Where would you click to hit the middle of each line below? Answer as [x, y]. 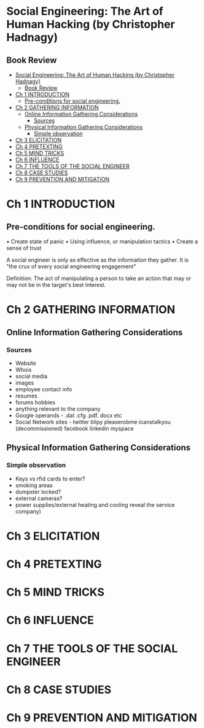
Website [26, 363]
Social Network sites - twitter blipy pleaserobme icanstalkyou [93, 421]
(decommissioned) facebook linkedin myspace [74, 428]
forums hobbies [35, 402]
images [25, 383]
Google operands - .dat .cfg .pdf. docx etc [69, 415]
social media [31, 376]
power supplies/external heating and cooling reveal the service [95, 504]
